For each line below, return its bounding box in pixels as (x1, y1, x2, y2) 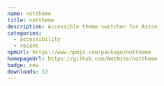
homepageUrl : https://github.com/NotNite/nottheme (7, 55, 158, 62)
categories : (7, 29, 42, 37)
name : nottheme (7, 10, 52, 17)
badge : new (7, 62, 39, 69)
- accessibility (13, 36, 61, 43)
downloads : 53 (7, 68, 49, 75)
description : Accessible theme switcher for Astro (7, 23, 158, 30)
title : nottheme (7, 17, 54, 24)
